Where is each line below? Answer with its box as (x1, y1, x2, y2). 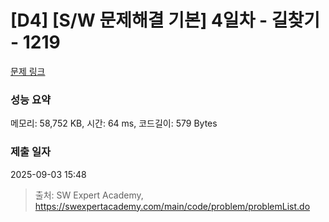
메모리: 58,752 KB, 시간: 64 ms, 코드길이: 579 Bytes (10, 117, 218, 130)
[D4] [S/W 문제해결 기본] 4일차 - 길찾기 (10, 9, 321, 32)
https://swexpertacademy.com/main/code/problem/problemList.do (34, 200, 311, 212)
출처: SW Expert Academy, (34, 189, 144, 201)
